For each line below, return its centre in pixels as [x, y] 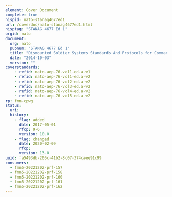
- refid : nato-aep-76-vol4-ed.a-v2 [52, 91]
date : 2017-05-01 [37, 124]
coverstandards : [23, 67]
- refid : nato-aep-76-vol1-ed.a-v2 [52, 77]
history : [19, 115]
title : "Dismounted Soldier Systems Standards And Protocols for [81, 53]
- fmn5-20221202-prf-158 [36, 172]
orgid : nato [18, 34]
